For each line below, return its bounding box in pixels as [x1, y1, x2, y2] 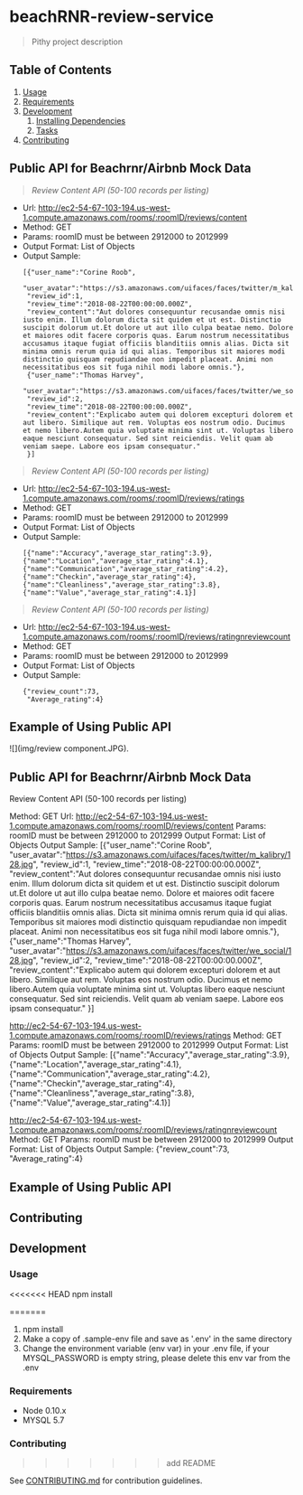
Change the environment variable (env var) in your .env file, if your [22, 1342, 271, 1353]
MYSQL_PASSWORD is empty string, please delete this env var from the [22, 1352, 291, 1363]
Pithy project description [31, 36, 124, 47]
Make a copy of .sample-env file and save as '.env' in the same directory [22, 1333, 293, 1344]
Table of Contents [9, 62, 113, 78]
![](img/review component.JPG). [9, 743, 129, 754]
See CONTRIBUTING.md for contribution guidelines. [9, 1475, 203, 1486]
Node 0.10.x [22, 1405, 67, 1415]
